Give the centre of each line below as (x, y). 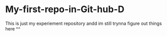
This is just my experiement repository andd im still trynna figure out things (84, 23)
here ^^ (13, 28)
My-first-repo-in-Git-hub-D (65, 9)
